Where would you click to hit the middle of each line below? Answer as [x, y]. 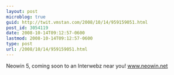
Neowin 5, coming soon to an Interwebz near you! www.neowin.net [87, 66]
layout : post [22, 11]
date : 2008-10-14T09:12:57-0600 [45, 33]
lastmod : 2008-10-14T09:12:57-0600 [50, 38]
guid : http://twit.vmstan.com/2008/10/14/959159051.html [77, 22]
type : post [19, 44]
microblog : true [26, 17]
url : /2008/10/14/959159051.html [47, 49]
